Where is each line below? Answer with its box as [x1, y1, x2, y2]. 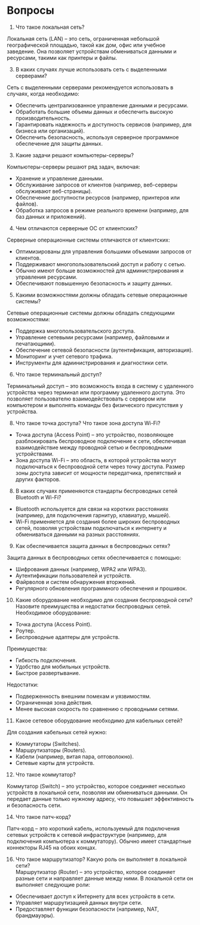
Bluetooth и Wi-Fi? [15, 493, 61, 501]
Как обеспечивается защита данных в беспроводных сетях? [15, 542, 171, 549]
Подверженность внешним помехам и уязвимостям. [15, 692, 151, 700]
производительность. [15, 115, 71, 122]
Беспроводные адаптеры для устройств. [15, 633, 120, 640]
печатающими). [15, 340, 56, 347]
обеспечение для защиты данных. [15, 140, 103, 147]
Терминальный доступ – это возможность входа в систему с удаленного [7, 382, 194, 390]
